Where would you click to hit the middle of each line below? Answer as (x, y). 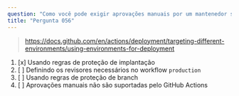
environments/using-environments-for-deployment (100, 48)
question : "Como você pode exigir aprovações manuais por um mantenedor (117, 14)
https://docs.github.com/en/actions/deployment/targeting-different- (124, 41)
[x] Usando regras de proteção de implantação (86, 62)
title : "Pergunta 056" (41, 21)
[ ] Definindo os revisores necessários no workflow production (109, 70)
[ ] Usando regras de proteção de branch (78, 77)
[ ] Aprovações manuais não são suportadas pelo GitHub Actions (113, 85)
